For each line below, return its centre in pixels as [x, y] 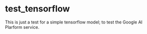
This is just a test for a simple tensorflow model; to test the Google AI [74, 22]
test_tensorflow [37, 9]
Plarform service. [22, 27]
